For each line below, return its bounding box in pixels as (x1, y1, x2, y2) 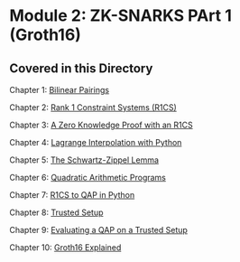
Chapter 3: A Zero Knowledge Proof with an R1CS (9, 119, 193, 130)
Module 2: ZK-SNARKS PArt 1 (9, 5, 232, 26)
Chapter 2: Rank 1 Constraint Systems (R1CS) (9, 102, 178, 113)
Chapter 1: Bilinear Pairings (9, 85, 110, 95)
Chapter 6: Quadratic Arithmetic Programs (9, 173, 167, 182)
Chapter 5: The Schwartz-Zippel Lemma (9, 154, 160, 165)
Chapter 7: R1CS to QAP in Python (9, 190, 135, 200)
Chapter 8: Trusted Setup (9, 207, 104, 218)
